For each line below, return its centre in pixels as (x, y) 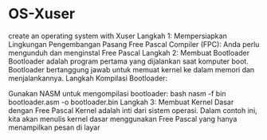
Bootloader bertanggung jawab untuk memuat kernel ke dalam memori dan (132, 69)
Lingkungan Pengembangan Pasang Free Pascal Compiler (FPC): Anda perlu (134, 44)
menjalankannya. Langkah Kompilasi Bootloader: (88, 78)
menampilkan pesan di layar (55, 127)
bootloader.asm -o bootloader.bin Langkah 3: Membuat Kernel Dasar (121, 102)
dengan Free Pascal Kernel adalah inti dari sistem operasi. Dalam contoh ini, (133, 110)
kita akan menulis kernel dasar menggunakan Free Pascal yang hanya (123, 119)
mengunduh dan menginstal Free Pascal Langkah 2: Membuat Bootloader (129, 52)
